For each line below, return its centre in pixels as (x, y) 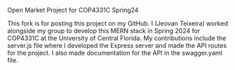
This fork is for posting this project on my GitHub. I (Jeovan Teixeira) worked (117, 23)
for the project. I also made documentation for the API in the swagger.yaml (115, 53)
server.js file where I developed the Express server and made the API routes (117, 45)
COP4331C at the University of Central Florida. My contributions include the (117, 38)
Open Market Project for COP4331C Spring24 (73, 10)
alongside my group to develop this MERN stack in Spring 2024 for (104, 31)
